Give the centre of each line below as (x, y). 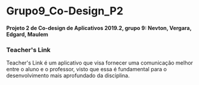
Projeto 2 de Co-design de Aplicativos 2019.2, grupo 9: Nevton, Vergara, (99, 28)
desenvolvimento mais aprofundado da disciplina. (68, 75)
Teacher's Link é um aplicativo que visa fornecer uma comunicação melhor (100, 63)
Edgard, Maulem (27, 34)
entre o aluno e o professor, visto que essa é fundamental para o (87, 69)
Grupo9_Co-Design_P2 (65, 11)
